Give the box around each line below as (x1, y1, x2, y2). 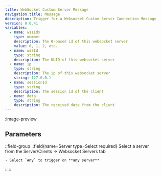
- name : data (9, 93, 36, 98)
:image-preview (5, 116, 37, 122)
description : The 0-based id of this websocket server (14, 39, 128, 44)
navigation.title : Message (5, 12, 60, 17)
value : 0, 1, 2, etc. (14, 44, 58, 48)
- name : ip (9, 62, 32, 66)
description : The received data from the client (14, 103, 115, 108)
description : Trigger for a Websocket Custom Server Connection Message (5, 16, 157, 21)
